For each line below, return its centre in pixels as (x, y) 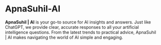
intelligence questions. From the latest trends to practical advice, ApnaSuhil (81, 32)
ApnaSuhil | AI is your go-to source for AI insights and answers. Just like (78, 22)
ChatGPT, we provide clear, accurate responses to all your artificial (72, 27)
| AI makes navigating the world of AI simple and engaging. (64, 37)
